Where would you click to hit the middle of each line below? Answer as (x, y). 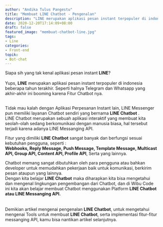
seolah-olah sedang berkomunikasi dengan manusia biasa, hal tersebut (76, 124)
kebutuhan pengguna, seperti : (36, 143)
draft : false (18, 28)
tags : (10, 37)
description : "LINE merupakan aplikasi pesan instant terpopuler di (76, 18)
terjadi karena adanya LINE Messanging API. (49, 129)
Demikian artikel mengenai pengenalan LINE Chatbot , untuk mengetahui (77, 210)
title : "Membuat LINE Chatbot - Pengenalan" (51, 14)
